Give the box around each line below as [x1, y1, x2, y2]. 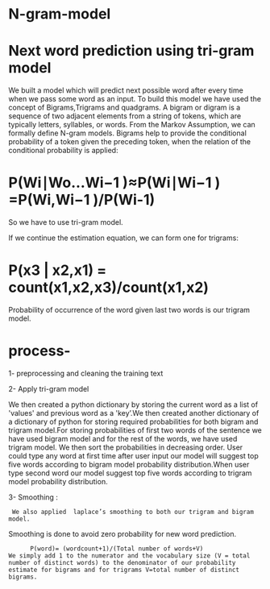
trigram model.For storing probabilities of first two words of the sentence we [8, 425, 262, 435]
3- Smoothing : [8, 492, 59, 502]
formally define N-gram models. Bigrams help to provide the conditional [8, 128, 247, 138]
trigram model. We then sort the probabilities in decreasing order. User [8, 442, 243, 452]
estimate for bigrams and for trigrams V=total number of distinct [8, 566, 240, 574]
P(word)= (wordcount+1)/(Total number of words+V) [29, 545, 204, 553]
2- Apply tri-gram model [8, 384, 89, 393]
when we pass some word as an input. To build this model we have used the [8, 94, 262, 104]
